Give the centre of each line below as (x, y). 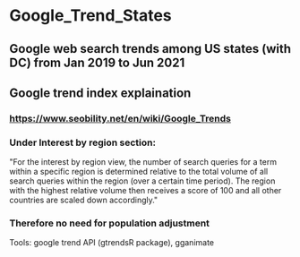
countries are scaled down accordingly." (84, 200)
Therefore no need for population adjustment (110, 223)
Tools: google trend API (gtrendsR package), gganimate (112, 243)
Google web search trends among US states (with (150, 49)
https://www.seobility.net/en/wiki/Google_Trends (120, 118)
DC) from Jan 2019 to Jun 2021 (97, 62)
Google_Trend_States (90, 16)
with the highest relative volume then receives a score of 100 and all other (146, 191)
